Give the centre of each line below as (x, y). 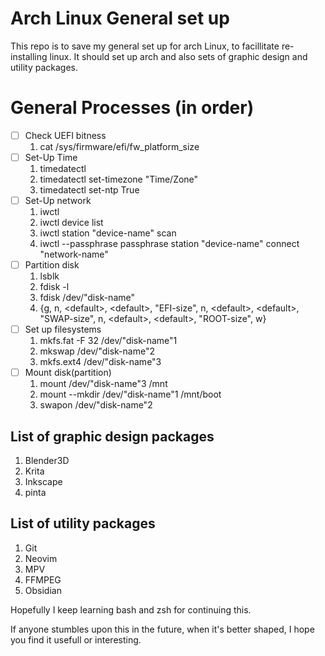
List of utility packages (83, 523)
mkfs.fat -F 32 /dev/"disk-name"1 (108, 341)
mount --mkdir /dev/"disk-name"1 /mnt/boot (130, 394)
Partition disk (52, 265)
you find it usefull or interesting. (76, 639)
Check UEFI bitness (65, 135)
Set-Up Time (51, 157)
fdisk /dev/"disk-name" (87, 298)
